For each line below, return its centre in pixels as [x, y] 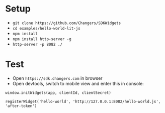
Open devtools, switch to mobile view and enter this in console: [78, 83]
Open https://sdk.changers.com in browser [57, 78]
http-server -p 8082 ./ [37, 44]
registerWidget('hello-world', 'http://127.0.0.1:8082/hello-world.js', [83, 101]
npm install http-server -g [42, 39]
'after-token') [21, 106]
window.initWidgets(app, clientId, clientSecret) [58, 93]
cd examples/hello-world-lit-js [46, 28]
